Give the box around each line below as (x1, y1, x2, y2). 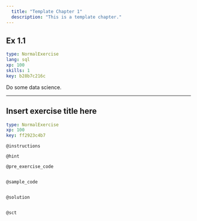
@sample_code (6, 179, 38, 185)
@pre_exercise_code (6, 164, 54, 170)
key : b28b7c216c (6, 73, 46, 79)
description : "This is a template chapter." (11, 14, 122, 20)
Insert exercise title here (6, 106, 97, 116)
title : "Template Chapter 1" (11, 8, 83, 15)
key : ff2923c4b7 (6, 132, 46, 138)
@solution (6, 195, 30, 200)
